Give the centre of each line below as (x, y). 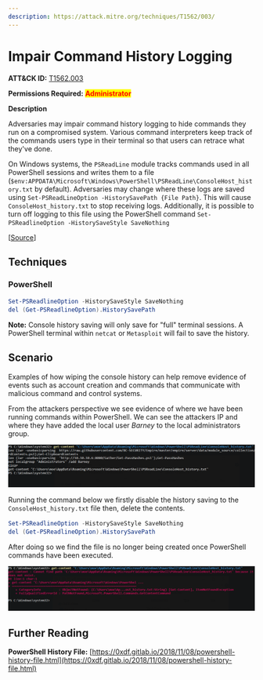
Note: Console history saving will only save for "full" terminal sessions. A (126, 325)
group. (19, 433)
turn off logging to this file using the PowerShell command (102, 214)
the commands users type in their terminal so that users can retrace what (126, 140)
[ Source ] (22, 237)
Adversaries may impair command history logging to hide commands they (127, 124)
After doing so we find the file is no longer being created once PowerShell (127, 547)
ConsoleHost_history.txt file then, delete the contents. (97, 508)
